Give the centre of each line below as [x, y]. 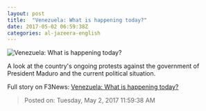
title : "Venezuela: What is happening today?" [77, 20]
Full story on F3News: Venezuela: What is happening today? [93, 87]
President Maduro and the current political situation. [81, 74]
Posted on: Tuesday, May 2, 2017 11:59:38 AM [90, 101]
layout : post [26, 14]
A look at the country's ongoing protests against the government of [103, 66]
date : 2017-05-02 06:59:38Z [48, 26]
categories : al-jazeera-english [54, 33]
